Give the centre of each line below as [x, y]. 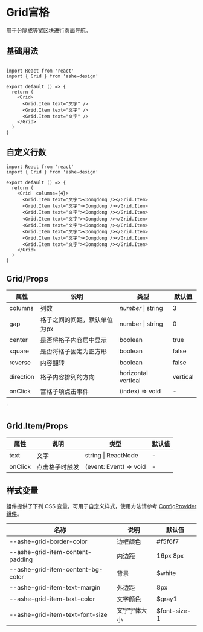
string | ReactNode [112, 456]
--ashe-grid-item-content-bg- [56, 569]
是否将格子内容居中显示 [74, 340]
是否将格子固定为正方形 [74, 352]
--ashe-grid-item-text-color [52, 599]
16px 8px [170, 556]
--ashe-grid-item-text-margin [55, 588]
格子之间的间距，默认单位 [77, 320]
